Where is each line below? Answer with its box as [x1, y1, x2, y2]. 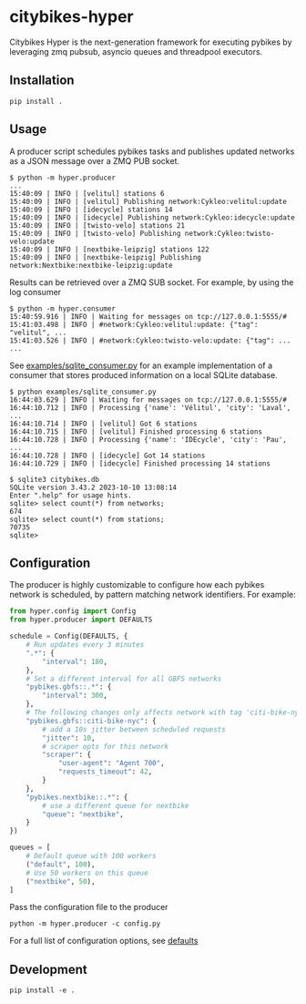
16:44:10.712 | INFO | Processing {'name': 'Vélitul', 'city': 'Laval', [9, 403, 291, 412]
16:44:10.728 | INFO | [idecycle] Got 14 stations [9, 451, 206, 460]
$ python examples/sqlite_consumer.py [9, 387, 157, 396]
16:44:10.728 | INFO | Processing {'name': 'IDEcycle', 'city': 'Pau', [9, 435, 287, 444]
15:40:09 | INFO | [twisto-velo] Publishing [9, 229, 181, 238]
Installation [9, 73, 75, 88]
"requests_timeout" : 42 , [57, 767, 153, 776]
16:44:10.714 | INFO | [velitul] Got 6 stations [9, 419, 198, 428]
